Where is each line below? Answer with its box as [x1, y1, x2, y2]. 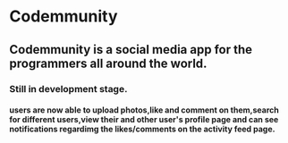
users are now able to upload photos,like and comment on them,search [9, 105, 280, 115]
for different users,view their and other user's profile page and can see [9, 114, 279, 125]
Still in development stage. [9, 82, 128, 95]
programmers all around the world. [9, 55, 208, 71]
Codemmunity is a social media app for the [9, 42, 253, 57]
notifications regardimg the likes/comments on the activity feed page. [9, 123, 275, 135]
